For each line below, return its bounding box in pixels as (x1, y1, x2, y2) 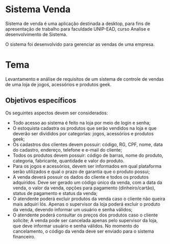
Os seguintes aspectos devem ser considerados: (5, 110, 108, 116)
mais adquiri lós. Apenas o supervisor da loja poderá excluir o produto (12, 201, 161, 207)
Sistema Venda (5, 4, 70, 15)
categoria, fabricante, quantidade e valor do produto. (12, 157, 125, 164)
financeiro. (12, 233, 36, 239)
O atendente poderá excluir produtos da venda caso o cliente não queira (12, 196, 165, 202)
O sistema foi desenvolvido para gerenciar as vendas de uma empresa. (5, 41, 155, 47)
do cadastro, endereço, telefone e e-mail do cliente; (12, 147, 123, 153)
